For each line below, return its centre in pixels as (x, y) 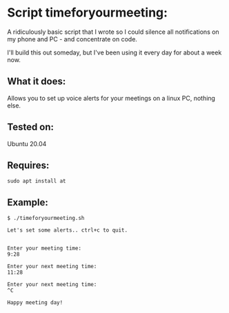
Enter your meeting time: (44, 249)
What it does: (37, 82)
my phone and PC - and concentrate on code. (72, 39)
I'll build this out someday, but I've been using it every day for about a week (114, 52)
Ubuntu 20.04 (27, 143)
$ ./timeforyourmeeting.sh (46, 219)
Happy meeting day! (35, 303)
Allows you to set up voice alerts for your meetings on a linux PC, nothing (111, 98)
